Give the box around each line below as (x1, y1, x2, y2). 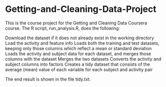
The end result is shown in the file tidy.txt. (5, 76, 91, 82)
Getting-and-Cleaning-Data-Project (5, 3, 157, 15)
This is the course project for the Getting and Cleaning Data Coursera (5, 20, 148, 26)
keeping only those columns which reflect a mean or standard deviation (5, 45, 152, 51)
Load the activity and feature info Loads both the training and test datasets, (5, 40, 160, 46)
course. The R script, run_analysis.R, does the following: (5, 25, 120, 31)
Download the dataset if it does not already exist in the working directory (5, 35, 154, 41)
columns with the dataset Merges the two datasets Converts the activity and (5, 56, 162, 62)
